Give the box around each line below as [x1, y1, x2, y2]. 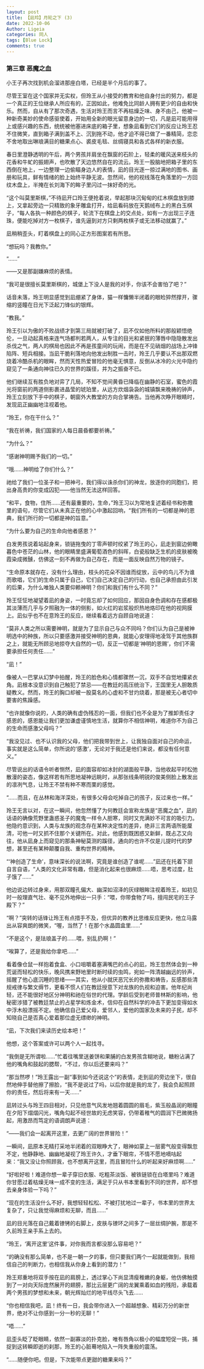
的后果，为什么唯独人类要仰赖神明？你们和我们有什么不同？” [6, 584, 158, 591]
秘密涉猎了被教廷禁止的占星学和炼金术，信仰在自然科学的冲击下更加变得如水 [6, 999, 198, 1006]
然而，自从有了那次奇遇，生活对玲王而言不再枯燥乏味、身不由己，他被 [16, 107, 192, 115]
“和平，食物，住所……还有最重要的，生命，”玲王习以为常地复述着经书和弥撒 [6, 499, 193, 506]
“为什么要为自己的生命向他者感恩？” [6, 528, 97, 535]
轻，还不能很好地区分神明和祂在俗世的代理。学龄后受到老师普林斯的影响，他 [6, 991, 198, 999]
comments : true [6, 43, 45, 49]
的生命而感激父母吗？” [6, 724, 63, 732]
